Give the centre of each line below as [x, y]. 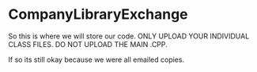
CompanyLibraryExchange [98, 14]
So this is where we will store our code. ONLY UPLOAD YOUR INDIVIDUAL [129, 36]
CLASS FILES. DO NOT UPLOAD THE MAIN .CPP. [88, 44]
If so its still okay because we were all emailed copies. [96, 59]
